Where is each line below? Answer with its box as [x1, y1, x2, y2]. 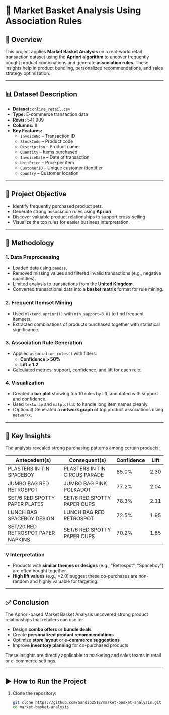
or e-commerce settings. [5, 658, 57, 664]
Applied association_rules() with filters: [12, 350, 97, 356]
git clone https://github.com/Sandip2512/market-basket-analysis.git [12, 700, 162, 705]
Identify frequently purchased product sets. [12, 203, 103, 209]
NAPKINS [8, 536, 30, 543]
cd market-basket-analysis [12, 704, 69, 710]
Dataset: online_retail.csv [12, 106, 70, 112]
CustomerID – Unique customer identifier [20, 165, 103, 171]
